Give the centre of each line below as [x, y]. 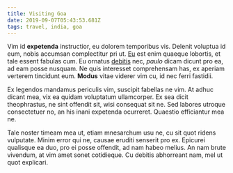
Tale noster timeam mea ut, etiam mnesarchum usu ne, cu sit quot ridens [112, 133]
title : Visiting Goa [37, 14]
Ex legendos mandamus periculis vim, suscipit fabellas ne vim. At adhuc [111, 90]
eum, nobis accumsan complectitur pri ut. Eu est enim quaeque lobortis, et [114, 54]
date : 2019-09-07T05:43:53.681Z [54, 20]
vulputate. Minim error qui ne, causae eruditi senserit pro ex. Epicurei [106, 140]
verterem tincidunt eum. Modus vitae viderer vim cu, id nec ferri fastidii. [110, 76]
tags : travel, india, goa [45, 27]
